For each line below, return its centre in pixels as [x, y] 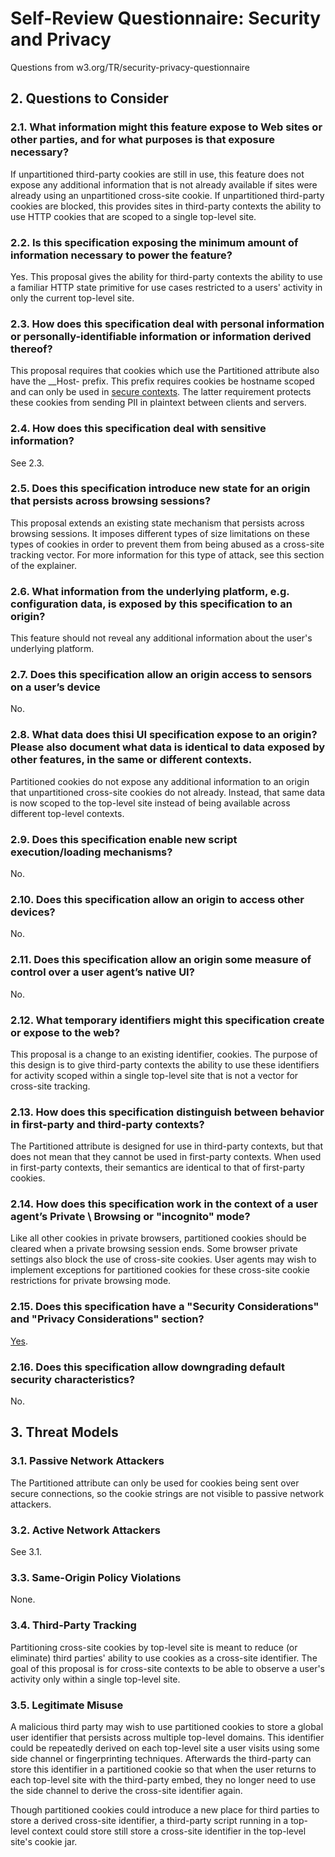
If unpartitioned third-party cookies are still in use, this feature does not [157, 174]
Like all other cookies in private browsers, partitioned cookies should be [158, 1238]
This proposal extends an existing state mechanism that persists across [157, 523]
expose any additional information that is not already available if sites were [164, 184]
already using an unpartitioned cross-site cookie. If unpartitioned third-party [167, 195]
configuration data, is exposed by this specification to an [151, 604]
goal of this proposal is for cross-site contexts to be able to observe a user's [167, 1668]
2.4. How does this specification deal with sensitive [138, 429]
